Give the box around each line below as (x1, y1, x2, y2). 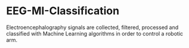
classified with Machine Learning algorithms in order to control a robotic (6, 30, 184, 37)
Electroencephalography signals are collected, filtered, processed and (6, 24, 179, 31)
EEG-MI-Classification (6, 4, 120, 18)
